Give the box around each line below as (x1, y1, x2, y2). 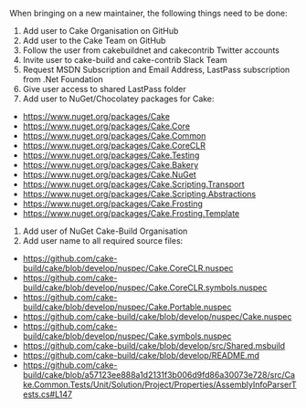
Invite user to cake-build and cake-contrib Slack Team (22, 55, 227, 65)
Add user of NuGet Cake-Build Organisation (22, 225, 188, 236)
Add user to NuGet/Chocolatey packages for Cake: (22, 93, 215, 104)
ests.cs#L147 (22, 389, 73, 400)
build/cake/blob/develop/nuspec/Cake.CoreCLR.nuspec (22, 263, 234, 273)
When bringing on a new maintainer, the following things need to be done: (9, 8, 288, 18)
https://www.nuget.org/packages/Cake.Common (22, 131, 206, 141)
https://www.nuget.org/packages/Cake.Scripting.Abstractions (22, 189, 257, 199)
